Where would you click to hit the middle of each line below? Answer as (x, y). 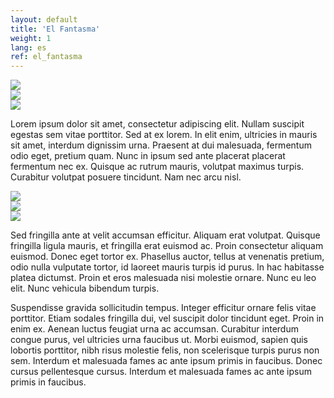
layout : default (44, 19)
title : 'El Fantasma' (55, 29)
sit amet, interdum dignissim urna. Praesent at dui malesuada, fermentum (161, 145)
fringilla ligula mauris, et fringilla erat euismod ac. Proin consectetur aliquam (167, 246)
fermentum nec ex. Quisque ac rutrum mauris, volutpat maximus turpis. (157, 167)
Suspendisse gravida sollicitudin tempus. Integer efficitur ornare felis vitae (163, 308)
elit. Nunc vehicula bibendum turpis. (85, 288)
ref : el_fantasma (46, 57)
